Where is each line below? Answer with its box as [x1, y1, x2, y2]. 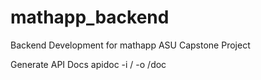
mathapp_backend [10, 6, 170, 29]
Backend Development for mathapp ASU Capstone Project [10, 39, 251, 51]
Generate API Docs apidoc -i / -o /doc [10, 58, 167, 70]
